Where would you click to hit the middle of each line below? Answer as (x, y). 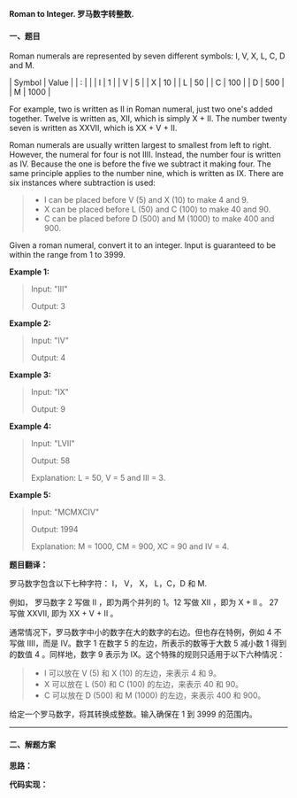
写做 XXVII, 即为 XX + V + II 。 (64, 614)
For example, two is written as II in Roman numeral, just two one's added (141, 109)
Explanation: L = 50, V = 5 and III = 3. (98, 478)
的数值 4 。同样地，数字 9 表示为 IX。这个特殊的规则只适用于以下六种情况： (147, 655)
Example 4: (30, 426)
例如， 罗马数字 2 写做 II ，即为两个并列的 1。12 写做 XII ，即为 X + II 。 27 (144, 602)
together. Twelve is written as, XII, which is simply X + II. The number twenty (148, 119)
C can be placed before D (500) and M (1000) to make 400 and (159, 219)
